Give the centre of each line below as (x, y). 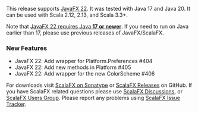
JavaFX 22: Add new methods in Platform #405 (73, 67)
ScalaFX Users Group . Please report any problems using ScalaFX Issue (93, 98)
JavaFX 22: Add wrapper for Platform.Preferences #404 (84, 61)
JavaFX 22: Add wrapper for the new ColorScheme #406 (85, 74)
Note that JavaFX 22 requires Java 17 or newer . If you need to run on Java (98, 26)
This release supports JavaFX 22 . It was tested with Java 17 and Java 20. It (98, 9)
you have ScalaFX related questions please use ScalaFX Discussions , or (95, 92)
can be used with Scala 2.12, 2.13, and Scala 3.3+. (67, 15)
